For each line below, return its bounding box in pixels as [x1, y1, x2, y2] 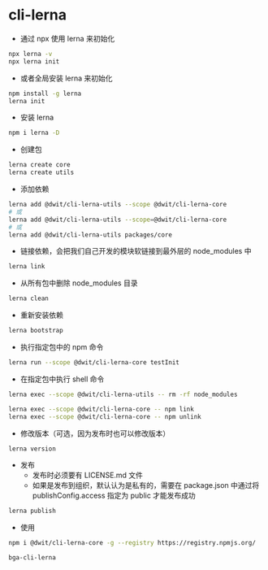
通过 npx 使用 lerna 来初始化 [19, 33, 115, 43]
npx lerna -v [8, 50, 53, 58]
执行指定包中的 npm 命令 [19, 342, 104, 352]
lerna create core [8, 161, 71, 169]
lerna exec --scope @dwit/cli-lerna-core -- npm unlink [8, 412, 201, 420]
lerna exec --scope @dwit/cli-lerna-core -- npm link [8, 405, 195, 413]
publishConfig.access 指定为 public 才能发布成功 [32, 490, 197, 501]
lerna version [8, 445, 57, 453]
